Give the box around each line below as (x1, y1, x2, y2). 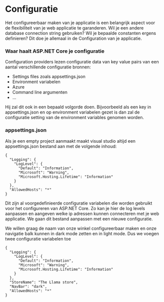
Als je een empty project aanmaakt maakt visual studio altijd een (5, 138, 136, 144)
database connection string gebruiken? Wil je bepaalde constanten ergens (5, 30, 156, 36)
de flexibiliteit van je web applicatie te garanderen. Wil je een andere (5, 25, 144, 30)
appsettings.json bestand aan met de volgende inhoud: (5, 143, 117, 149)
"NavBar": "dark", (9, 284, 48, 289)
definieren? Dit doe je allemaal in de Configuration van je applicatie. (5, 35, 142, 41)
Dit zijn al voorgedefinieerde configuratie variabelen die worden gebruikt (5, 200, 153, 206)
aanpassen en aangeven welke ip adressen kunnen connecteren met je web (5, 211, 159, 216)
